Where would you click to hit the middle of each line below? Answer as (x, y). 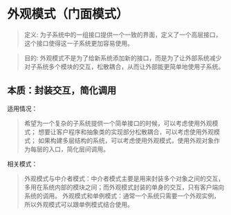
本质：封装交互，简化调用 (62, 91)
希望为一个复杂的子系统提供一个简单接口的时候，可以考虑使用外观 (118, 123)
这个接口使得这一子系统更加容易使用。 (78, 43)
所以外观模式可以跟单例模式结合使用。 (78, 204)
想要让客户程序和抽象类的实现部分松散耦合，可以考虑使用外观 (126, 131)
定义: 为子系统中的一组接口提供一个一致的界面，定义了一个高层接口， (123, 35)
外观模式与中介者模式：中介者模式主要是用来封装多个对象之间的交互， (124, 178)
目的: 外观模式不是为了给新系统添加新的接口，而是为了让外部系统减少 (123, 58)
